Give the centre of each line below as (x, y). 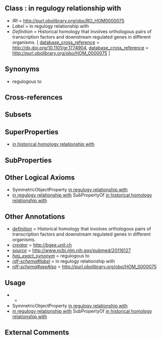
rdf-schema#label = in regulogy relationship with (63, 261)
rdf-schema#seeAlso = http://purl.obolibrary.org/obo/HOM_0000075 (84, 267)
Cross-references (34, 97)
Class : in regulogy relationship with (63, 8)
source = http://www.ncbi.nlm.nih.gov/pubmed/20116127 (71, 250)
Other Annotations (35, 217)
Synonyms (22, 69)
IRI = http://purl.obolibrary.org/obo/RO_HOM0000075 (68, 20)
